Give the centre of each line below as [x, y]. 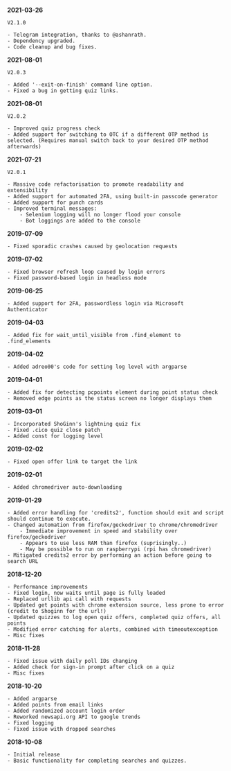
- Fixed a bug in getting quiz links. [63, 91]
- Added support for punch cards [55, 202]
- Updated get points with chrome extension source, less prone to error [116, 605]
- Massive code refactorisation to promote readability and [96, 184]
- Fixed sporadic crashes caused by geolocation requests [92, 246]
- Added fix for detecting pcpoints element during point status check [112, 392]
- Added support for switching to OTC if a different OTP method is [108, 135]
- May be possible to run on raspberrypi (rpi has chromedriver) [116, 549]
